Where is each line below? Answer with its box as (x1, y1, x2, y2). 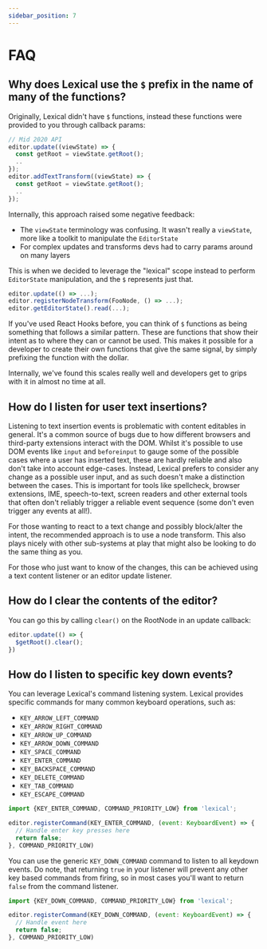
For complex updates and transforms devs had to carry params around (19, 241, 253, 252)
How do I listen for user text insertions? (8, 400, 207, 414)
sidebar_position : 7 (8, 11, 77, 20)
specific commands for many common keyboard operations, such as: (8, 697, 236, 707)
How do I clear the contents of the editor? (8, 594, 218, 608)
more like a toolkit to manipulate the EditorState (19, 233, 179, 243)
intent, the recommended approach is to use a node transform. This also (8, 530, 246, 539)
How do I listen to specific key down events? (8, 668, 234, 681)
